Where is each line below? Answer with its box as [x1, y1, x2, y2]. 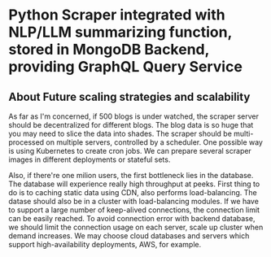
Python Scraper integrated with [8, 6, 225, 24]
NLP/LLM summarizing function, [8, 23, 232, 41]
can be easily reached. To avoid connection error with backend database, [8, 214, 256, 223]
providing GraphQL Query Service [8, 58, 243, 76]
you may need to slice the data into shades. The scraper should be [8, 128, 232, 138]
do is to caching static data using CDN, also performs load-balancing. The [8, 188, 258, 197]
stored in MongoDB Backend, [8, 41, 210, 59]
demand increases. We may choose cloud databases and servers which [8, 231, 250, 241]
